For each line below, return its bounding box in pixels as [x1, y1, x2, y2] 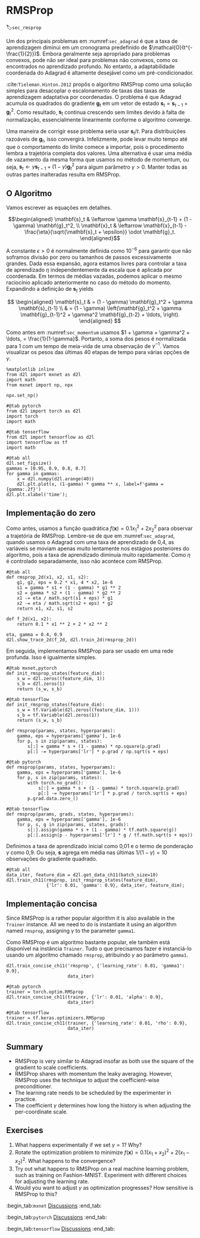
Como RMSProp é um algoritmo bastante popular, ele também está [6, 939, 170, 946]
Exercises [6, 1125, 43, 1135]
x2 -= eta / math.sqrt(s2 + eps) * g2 [17, 600, 113, 607]
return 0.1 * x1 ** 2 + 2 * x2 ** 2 [17, 621, 108, 628]
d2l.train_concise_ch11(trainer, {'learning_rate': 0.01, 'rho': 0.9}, [6, 1020, 187, 1026]
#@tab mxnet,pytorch [6, 665, 58, 671]
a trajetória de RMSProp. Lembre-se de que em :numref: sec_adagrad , [6, 532, 175, 539]
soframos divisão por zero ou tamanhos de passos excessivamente [6, 253, 171, 260]
